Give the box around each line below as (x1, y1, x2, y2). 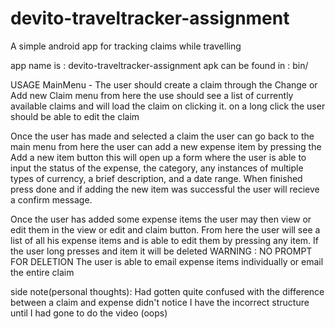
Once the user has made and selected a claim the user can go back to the (10, 130, 315, 142)
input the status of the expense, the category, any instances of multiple (10, 162, 304, 174)
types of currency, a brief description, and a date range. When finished (10, 172, 303, 184)
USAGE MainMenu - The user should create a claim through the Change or (10, 78, 318, 91)
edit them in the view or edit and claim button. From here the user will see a (10, 223, 321, 236)
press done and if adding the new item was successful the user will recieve (10, 183, 320, 195)
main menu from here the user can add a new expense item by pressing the (10, 140, 322, 152)
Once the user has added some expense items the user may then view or (10, 213, 312, 225)
